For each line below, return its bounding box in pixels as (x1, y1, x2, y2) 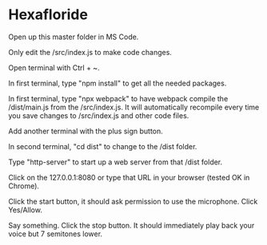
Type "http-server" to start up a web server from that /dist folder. (8, 157, 223, 167)
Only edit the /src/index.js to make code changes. (8, 47, 172, 57)
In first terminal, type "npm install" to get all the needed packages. (8, 78, 227, 88)
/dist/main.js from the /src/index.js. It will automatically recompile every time (8, 102, 260, 112)
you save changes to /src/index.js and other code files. (8, 110, 189, 121)
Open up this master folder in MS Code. (8, 32, 139, 41)
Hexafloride (8, 6, 88, 24)
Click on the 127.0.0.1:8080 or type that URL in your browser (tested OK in (8, 172, 250, 182)
